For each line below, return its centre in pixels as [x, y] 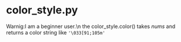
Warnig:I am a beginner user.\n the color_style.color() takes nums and [91, 26]
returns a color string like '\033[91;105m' [56, 32]
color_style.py [42, 10]
